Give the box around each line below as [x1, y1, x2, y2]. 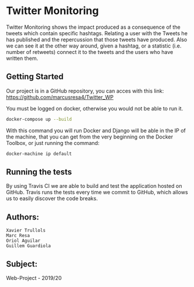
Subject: [6, 259, 38, 269]
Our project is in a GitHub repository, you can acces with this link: [6, 87, 164, 94]
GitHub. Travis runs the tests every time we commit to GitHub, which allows [6, 189, 189, 196]
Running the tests [6, 167, 72, 177]
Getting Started [6, 72, 64, 82]
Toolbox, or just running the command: [6, 139, 100, 146]
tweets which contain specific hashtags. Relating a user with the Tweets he [6, 29, 188, 36]
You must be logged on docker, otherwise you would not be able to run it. [6, 104, 183, 112]
